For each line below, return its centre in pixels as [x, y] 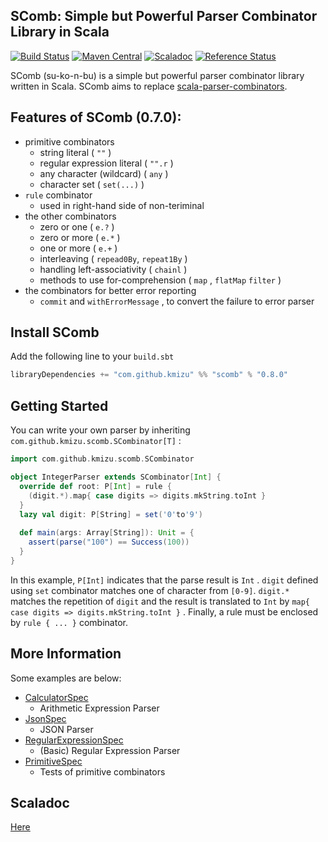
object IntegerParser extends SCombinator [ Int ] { [116, 477]
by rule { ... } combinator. [69, 622]
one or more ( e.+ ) [78, 248]
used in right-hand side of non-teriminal [122, 205]
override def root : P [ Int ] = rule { [95, 486]
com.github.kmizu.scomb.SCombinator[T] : [96, 441]
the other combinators [70, 216]
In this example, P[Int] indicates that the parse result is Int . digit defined [164, 580]
